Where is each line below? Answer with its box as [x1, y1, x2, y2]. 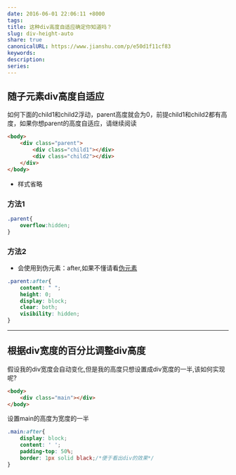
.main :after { [7, 429, 46, 436]
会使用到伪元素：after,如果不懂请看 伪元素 [17, 263, 138, 272]
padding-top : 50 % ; [20, 448, 74, 455]
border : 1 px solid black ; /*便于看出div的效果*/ [20, 455, 155, 462]
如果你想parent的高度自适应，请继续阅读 [19, 119, 137, 127]
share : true [7, 37, 42, 44]
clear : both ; [20, 304, 58, 311]
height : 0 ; [20, 291, 52, 298]
